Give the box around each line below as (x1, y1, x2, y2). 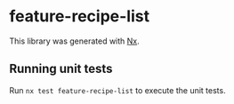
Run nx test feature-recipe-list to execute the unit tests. (9, 84, 226, 95)
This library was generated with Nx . (9, 36, 140, 46)
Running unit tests (9, 61, 113, 76)
